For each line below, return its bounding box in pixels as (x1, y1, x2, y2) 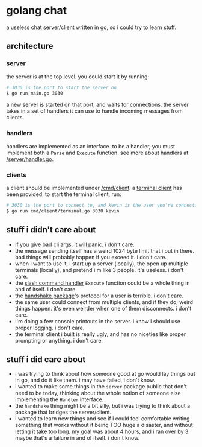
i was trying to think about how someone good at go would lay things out (14, 370, 195, 378)
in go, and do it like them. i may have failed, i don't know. (14, 376, 156, 384)
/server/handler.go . (6, 155, 54, 163)
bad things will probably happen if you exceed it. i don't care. (14, 253, 167, 261)
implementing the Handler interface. (14, 396, 104, 403)
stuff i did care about (6, 354, 86, 364)
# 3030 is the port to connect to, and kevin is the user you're (6, 202, 173, 208)
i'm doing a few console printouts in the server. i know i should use (14, 317, 181, 325)
